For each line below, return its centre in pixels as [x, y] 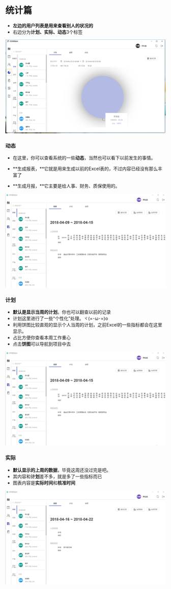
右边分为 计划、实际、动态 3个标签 [48, 32]
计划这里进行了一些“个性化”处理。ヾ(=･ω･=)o [60, 318]
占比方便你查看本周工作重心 [42, 337]
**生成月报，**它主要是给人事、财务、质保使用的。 [66, 186]
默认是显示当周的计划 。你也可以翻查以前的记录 [62, 312]
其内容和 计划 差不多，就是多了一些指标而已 [57, 476]
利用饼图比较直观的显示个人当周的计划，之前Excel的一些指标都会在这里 [88, 324]
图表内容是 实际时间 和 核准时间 [44, 483]
